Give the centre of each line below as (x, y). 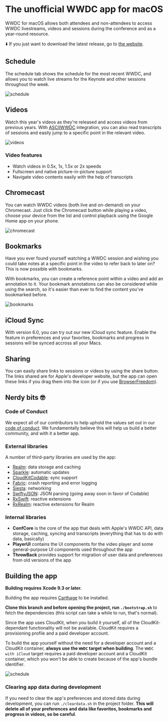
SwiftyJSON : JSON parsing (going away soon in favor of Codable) (81, 494)
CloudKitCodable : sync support (45, 477)
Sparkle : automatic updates (41, 472)
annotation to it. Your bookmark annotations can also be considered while (81, 284)
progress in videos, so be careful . (41, 714)
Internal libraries (26, 517)
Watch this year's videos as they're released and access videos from (76, 122)
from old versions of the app (42, 560)
